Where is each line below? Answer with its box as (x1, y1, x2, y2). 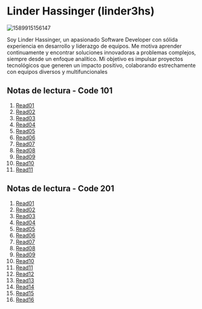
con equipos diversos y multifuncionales (7, 68, 108, 75)
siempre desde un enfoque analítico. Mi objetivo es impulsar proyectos (7, 55, 183, 62)
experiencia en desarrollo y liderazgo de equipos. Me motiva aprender (7, 42, 182, 50)
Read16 (15, 296, 34, 303)
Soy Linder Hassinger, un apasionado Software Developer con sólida (7, 36, 178, 43)
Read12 (15, 270, 34, 278)
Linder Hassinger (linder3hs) (7, 4, 155, 18)
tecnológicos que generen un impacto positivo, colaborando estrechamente (7, 62, 196, 69)
